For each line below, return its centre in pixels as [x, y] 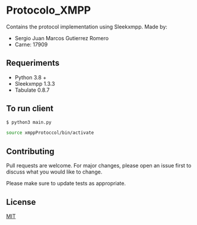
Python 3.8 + [31, 77]
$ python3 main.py [29, 122]
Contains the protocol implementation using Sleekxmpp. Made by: [87, 27]
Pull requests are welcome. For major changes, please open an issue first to [99, 166]
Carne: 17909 [31, 44]
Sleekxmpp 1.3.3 [35, 83]
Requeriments [33, 63]
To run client [30, 109]
